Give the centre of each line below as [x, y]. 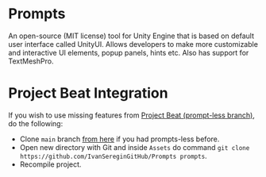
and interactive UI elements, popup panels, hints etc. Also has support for [129, 52]
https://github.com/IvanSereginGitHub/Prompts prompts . [114, 156]
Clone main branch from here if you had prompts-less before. [120, 139]
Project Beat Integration [88, 93]
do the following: [36, 123]
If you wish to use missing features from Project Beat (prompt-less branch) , [132, 115]
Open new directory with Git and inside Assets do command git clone [135, 147]
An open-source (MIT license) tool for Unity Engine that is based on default [131, 36]
